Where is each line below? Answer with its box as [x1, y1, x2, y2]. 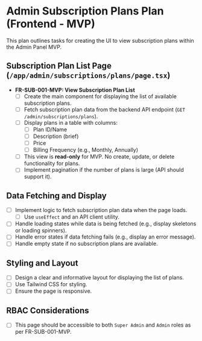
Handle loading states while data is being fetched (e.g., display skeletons [14, 220, 197, 227]
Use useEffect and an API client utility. [24, 213, 119, 221]
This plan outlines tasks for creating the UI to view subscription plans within [6, 37, 194, 44]
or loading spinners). [14, 227, 67, 234]
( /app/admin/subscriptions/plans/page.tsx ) [6, 70, 171, 81]
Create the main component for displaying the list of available [24, 92, 177, 100]
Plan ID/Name [33, 125, 68, 133]
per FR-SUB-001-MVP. [14, 328, 72, 336]
